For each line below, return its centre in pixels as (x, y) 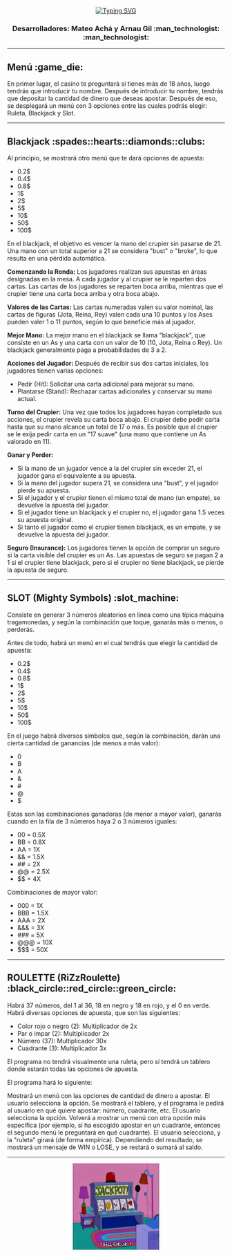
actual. (27, 398)
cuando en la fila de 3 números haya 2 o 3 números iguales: (92, 821)
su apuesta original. (45, 519)
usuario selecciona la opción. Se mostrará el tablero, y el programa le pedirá (116, 1103)
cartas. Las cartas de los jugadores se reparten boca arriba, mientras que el (115, 286)
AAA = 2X (31, 920)
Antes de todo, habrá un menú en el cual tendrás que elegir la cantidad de (113, 642)
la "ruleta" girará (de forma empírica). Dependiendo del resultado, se (105, 1139)
